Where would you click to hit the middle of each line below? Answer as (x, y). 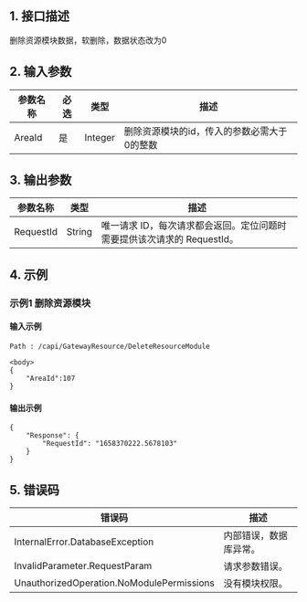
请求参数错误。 (255, 566)
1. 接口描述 (40, 16)
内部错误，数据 (255, 535)
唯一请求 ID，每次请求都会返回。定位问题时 (194, 226)
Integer (100, 137)
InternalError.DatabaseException (84, 542)
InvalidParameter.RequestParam (83, 565)
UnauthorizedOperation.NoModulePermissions (114, 583)
